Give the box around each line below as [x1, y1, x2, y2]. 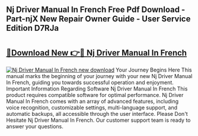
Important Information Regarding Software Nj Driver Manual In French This [6, 85, 188, 92]
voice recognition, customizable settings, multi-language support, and [6, 104, 178, 111]
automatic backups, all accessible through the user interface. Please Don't [6, 111, 188, 117]
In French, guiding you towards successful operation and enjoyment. [6, 79, 174, 86]
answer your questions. [6, 123, 64, 129]
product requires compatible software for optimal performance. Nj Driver [6, 92, 184, 98]
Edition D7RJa [6, 23, 59, 33]
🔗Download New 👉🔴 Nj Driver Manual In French [6, 47, 187, 58]
